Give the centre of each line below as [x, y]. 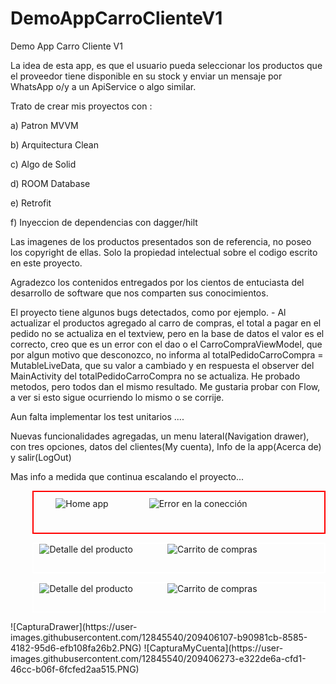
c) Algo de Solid [43, 164]
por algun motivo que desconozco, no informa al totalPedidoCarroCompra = [167, 354]
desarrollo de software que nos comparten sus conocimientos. [139, 293]
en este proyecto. [46, 263]
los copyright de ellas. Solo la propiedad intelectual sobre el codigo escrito [164, 252]
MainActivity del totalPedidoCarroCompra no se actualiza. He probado [155, 376]
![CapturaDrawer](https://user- [74, 626]
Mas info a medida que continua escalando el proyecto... [127, 476]
